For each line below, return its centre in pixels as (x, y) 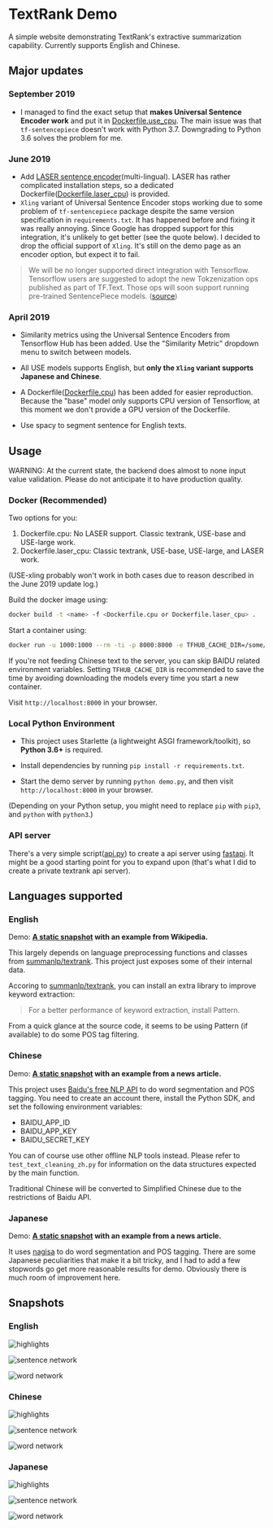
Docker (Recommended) (58, 500)
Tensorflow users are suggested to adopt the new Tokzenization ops (143, 278)
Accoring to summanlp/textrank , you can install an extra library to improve (132, 986)
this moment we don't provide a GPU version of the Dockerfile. (125, 410)
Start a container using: (48, 631)
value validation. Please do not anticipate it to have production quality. (126, 479)
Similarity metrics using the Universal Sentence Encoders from (125, 335)
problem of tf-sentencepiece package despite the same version (127, 211)
